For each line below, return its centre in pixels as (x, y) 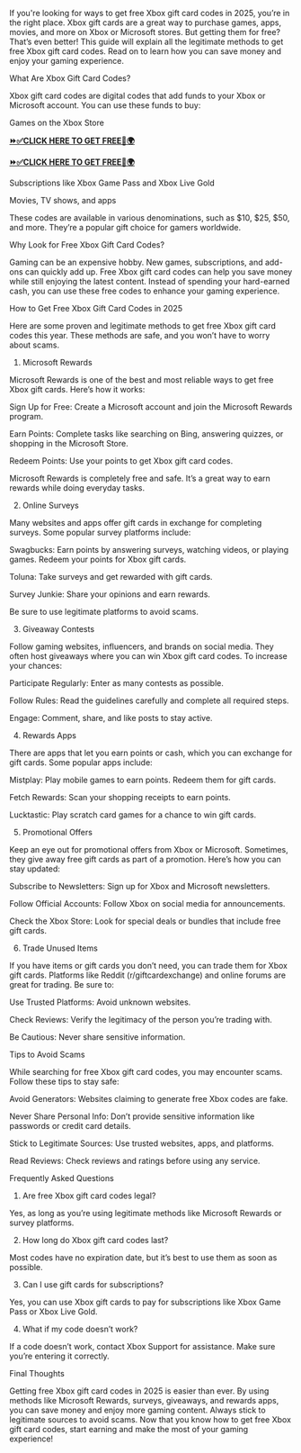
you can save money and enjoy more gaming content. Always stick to (138, 1410)
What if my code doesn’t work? (80, 1329)
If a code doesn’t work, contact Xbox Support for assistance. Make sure (142, 1346)
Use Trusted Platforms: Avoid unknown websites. (100, 1002)
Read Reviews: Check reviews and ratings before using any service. (135, 1161)
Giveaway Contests (58, 629)
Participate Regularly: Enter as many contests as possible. (117, 683)
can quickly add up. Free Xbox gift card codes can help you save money (159, 272)
